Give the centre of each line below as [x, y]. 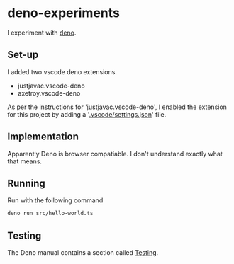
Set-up [23, 55]
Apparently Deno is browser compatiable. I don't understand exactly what [115, 154]
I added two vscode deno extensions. [62, 71]
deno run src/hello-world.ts [50, 214]
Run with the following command [55, 200]
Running [27, 183]
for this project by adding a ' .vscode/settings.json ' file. [87, 114]
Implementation [43, 137]
